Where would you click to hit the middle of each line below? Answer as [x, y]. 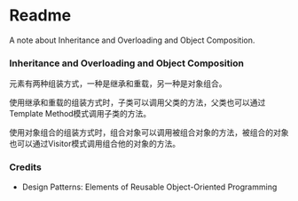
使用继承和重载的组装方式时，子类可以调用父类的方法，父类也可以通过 [137, 102]
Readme [40, 16]
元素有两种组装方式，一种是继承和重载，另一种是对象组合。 [118, 84]
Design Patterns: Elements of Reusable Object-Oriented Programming [149, 187]
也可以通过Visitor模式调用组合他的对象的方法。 [94, 144]
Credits [25, 167]
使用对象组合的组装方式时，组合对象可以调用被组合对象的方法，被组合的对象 [149, 133]
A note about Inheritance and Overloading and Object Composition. [132, 40]
